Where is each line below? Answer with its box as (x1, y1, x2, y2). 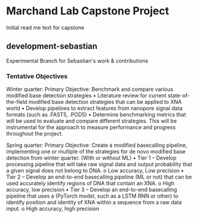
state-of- (168, 92, 190, 99)
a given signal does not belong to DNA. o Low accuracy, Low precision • (6, 167, 184, 174)
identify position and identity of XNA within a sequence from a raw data (6, 199, 182, 206)
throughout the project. (6, 130, 63, 137)
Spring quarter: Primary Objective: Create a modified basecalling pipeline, (6, 142, 188, 149)
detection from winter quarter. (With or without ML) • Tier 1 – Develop (6, 154, 177, 162)
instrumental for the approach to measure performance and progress (6, 124, 176, 131)
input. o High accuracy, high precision (6, 205, 100, 213)
